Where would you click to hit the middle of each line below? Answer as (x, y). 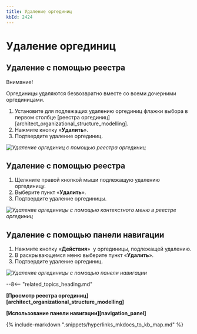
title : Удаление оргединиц (39, 11)
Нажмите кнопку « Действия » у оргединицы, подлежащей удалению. (103, 249)
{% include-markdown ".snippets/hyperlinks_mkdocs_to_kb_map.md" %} (95, 325)
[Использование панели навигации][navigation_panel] (76, 313)
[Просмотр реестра (32, 296)
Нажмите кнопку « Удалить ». (51, 129)
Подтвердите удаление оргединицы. (61, 199)
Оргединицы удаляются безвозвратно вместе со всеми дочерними (91, 93)
